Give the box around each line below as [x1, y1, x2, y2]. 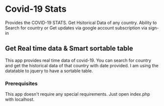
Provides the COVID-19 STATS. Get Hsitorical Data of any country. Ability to [5, 20, 157, 26]
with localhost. [5, 97, 35, 103]
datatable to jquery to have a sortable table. [5, 68, 93, 74]
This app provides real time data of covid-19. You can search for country [5, 57, 151, 63]
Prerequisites [5, 80, 38, 87]
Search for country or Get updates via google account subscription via [5, 25, 148, 30]
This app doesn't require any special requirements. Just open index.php [5, 91, 150, 97]
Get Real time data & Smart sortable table [5, 44, 133, 53]
